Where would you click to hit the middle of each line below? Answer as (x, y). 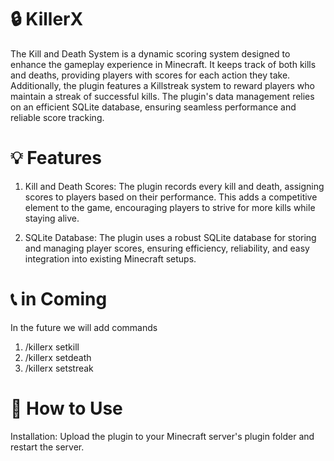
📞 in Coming (59, 299)
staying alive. (52, 218)
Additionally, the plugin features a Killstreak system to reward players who (162, 85)
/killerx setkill (52, 347)
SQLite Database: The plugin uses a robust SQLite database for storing (170, 237)
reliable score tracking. (57, 117)
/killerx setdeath (58, 357)
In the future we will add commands (84, 327)
